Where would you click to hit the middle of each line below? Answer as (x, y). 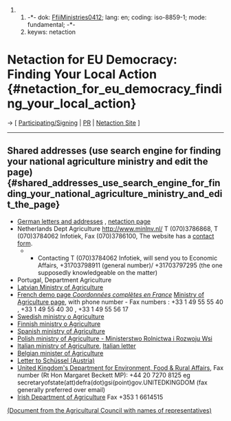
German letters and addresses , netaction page (84, 221)
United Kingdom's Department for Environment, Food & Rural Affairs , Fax (120, 367)
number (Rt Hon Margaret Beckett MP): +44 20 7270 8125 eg (103, 375)
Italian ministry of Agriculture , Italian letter (76, 346)
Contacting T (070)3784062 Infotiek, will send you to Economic (128, 258)
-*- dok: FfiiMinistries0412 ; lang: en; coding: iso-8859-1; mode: (117, 17)
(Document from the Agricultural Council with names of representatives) (109, 410)
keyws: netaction (52, 32)
